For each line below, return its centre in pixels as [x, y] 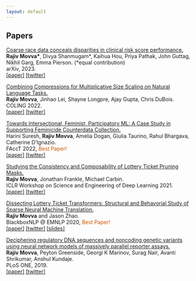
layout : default [26, 12]
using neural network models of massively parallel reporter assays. [88, 247]
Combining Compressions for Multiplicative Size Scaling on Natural [88, 87]
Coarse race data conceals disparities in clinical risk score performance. [95, 50]
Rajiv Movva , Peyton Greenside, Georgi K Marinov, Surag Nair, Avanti [91, 252]
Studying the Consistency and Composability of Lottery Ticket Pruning [92, 166]
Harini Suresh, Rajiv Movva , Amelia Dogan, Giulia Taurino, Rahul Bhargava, [98, 136]
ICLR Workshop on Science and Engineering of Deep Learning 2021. [90, 185]
